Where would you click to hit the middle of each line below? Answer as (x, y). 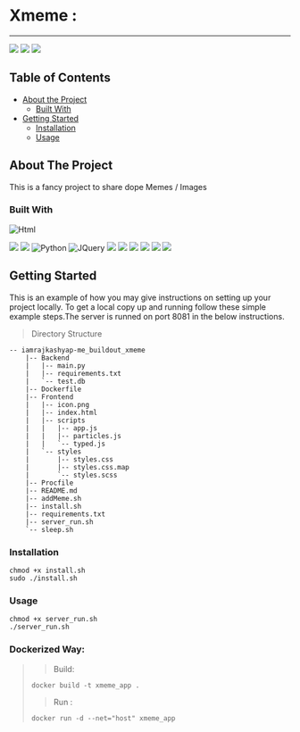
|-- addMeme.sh (54, 498)
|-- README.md (51, 491)
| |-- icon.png (58, 404)
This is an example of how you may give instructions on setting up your (140, 297)
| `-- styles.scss (71, 475)
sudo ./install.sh (43, 578)
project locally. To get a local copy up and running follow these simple (137, 307)
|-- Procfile (50, 483)
